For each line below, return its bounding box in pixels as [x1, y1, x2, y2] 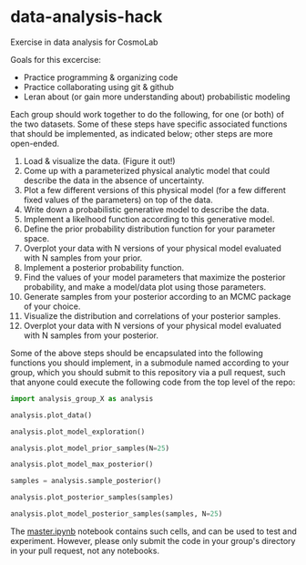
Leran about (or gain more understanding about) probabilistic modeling [23, 91, 291, 102]
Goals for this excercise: [10, 54, 101, 65]
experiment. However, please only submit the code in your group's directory [10, 535, 296, 546]
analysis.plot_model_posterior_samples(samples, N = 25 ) [10, 509, 223, 519]
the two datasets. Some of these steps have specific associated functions [10, 118, 288, 129]
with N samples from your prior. [23, 252, 143, 263]
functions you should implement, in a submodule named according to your [10, 357, 290, 368]
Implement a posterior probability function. [23, 262, 185, 272]
